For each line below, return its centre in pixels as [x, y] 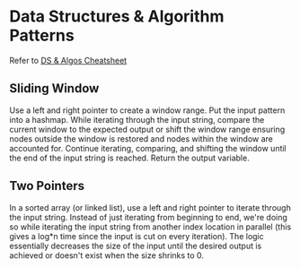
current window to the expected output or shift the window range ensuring [147, 129]
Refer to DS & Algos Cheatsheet [68, 60]
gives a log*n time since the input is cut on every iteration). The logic [137, 236]
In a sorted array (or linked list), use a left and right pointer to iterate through [150, 207]
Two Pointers [47, 186]
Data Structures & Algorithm [117, 17]
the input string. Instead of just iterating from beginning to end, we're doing [148, 217]
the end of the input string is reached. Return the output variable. [129, 158]
